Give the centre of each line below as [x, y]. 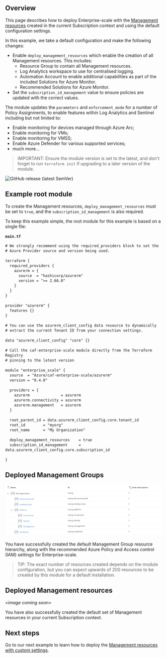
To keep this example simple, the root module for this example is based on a [83, 221]
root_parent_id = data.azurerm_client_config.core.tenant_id [74, 420]
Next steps [22, 633]
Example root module [39, 194]
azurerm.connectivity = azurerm [47, 400]
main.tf [13, 236]
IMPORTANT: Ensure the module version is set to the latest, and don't [88, 158]
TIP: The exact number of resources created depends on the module [87, 564]
